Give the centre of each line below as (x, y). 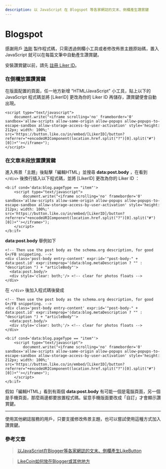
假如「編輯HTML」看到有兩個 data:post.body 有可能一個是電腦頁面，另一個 (83, 391)
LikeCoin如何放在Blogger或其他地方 (54, 461)
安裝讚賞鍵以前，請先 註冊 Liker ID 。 (42, 65)
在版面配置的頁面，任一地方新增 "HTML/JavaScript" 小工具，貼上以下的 (78, 91)
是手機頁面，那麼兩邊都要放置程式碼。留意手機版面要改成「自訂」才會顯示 (81, 398)
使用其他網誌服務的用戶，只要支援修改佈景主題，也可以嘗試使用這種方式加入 (83, 419)
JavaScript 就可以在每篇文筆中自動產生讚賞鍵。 (54, 54)
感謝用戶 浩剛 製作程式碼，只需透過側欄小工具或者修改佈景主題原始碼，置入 (82, 48)
